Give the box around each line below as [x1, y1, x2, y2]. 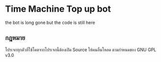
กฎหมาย [5, 34, 26, 42]
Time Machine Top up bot [5, 3, 111, 15]
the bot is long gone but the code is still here [5, 20, 95, 25]
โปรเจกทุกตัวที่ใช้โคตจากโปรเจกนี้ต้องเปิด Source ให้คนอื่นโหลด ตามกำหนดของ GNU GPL [5, 46, 157, 52]
